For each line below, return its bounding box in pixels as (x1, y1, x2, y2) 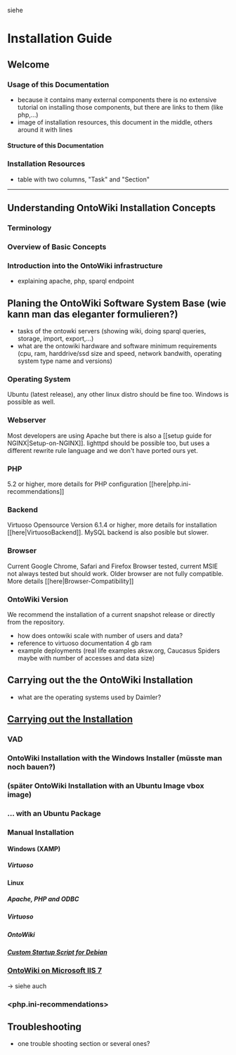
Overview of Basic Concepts (7, 242, 107, 252)
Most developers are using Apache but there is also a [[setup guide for (7, 431, 212, 440)
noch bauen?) (7, 762, 56, 772)
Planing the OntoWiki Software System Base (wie (7, 297, 227, 309)
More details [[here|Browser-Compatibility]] (7, 577, 134, 585)
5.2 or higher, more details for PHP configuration (7, 480, 147, 488)
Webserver (7, 415, 46, 425)
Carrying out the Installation (7, 713, 133, 725)
